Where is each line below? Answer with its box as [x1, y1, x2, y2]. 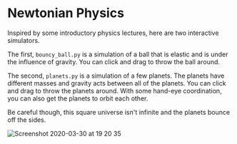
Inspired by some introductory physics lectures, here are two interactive [7, 29, 219, 37]
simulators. [7, 36, 41, 44]
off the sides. [7, 115, 46, 124]
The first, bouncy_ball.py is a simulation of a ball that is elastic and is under [7, 50, 228, 58]
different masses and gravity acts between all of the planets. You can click [7, 78, 226, 87]
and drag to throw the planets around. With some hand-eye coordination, [7, 86, 223, 95]
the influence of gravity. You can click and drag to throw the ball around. [7, 57, 220, 66]
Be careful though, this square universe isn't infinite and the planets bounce [7, 108, 231, 116]
